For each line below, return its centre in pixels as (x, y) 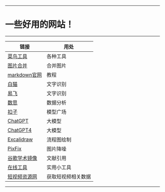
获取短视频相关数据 (69, 177)
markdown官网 (25, 75)
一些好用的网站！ (40, 25)
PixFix (14, 149)
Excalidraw (20, 139)
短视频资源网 (23, 177)
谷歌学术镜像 (23, 158)
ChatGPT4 (20, 130)
